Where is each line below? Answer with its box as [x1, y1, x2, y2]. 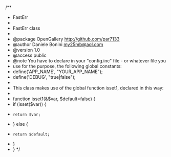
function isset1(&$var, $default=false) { [12, 96, 96, 102]
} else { [12, 121, 28, 127]
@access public [12, 52, 47, 58]
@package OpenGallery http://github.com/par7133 [12, 36, 120, 42]
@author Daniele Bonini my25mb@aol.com [12, 41, 103, 48]
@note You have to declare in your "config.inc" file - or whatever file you [12, 58, 166, 63]
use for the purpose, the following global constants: [12, 63, 122, 69]
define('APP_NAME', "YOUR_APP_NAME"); [12, 69, 103, 75]
